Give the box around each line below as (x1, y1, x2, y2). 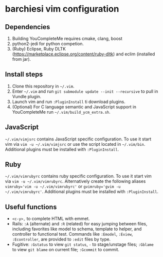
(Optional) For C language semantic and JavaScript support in (12, 103, 137, 110)
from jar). (12, 56, 31, 62)
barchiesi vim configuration (5, 3, 119, 15)
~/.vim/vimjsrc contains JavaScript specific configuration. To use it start (5, 136, 152, 142)
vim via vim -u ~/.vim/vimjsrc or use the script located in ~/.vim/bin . (5, 141, 145, 147)
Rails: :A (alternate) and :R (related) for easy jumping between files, (12, 221, 147, 227)
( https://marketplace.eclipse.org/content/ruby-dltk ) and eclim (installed (12, 51, 155, 57)
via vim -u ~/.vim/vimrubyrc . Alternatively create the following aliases (5, 178, 146, 184)
